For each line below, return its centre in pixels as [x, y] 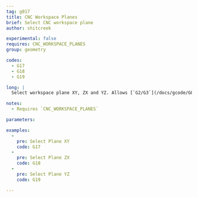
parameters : [21, 120]
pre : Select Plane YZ [43, 174]
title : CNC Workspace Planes [42, 17]
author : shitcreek [29, 28]
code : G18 [29, 163]
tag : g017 [18, 12]
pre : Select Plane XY [43, 141]
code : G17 [29, 147]
